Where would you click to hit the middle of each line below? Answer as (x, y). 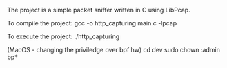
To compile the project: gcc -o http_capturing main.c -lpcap (92, 23)
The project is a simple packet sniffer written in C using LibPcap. (99, 10)
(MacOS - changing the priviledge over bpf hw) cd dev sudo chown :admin (114, 50)
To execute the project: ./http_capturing (63, 36)
